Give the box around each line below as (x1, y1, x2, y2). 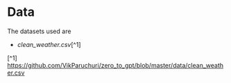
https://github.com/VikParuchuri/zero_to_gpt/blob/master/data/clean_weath (7, 61, 224, 69)
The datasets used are (7, 27, 71, 35)
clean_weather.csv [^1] (17, 40, 81, 48)
